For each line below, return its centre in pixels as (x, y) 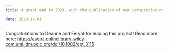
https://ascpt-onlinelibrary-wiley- (52, 39)
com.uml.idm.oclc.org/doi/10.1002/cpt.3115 (50, 44)
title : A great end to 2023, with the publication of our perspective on (85, 10)
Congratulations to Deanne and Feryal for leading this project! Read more (81, 33)
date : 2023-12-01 (24, 19)
